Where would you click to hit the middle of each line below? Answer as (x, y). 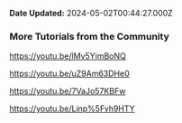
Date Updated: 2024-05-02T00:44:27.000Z (91, 13)
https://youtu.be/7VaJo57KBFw (68, 91)
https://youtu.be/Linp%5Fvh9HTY (72, 109)
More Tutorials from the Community (89, 36)
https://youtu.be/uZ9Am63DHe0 (69, 74)
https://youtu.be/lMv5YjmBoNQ (68, 56)
